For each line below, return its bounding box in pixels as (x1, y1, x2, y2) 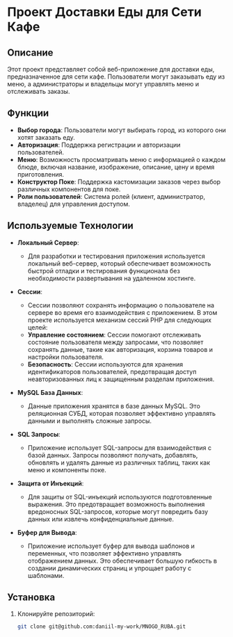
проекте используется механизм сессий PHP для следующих (27, 316, 212, 324)
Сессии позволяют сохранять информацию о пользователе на (27, 300, 214, 309)
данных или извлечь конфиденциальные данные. (27, 515, 175, 523)
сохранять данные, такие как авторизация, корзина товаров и (27, 345, 214, 353)
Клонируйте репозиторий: (17, 610, 95, 618)
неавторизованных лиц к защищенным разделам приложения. (27, 375, 215, 383)
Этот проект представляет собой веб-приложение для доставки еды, (7, 65, 215, 73)
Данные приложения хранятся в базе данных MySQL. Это (27, 401, 200, 410)
